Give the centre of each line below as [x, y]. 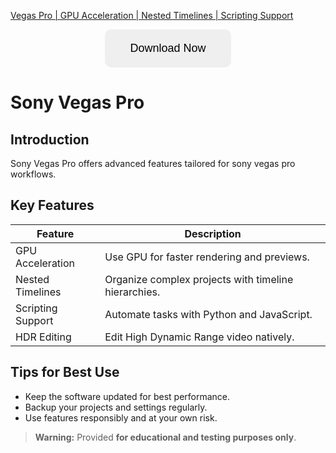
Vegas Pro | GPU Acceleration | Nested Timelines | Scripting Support [152, 15]
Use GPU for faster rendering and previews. [207, 257]
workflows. [33, 174]
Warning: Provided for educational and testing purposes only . [165, 437]
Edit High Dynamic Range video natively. [199, 337]
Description [213, 233]
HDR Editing [43, 337]
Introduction [50, 139]
